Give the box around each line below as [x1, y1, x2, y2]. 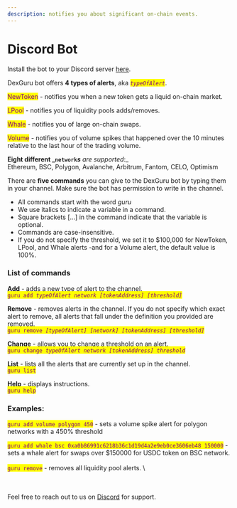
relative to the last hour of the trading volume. [7, 141, 141, 149]
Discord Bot [7, 41, 78, 57]
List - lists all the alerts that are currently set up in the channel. [7, 359, 191, 368]
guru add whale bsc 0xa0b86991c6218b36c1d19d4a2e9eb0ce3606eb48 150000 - [7, 441, 228, 450]
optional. [17, 220, 44, 228]
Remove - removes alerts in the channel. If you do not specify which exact [7, 304, 226, 313]
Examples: [7, 403, 45, 413]
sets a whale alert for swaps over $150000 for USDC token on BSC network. [7, 449, 231, 457]
